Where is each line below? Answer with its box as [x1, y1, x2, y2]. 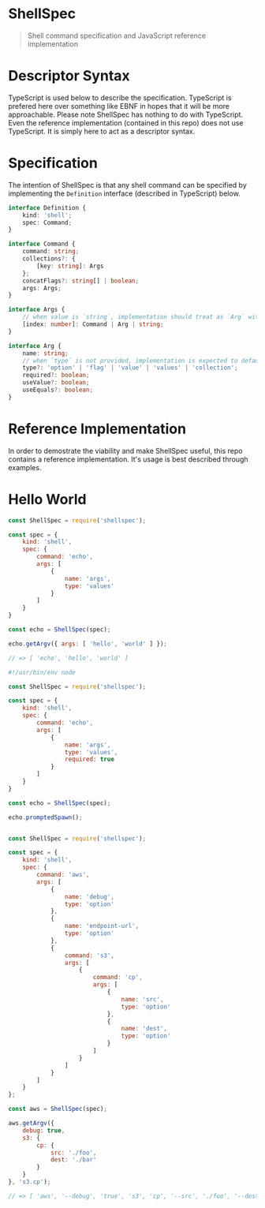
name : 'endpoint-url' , [64, 922, 140, 930]
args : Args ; [22, 284, 62, 292]
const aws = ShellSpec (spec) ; [8, 1105, 108, 1113]
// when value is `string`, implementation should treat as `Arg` [22, 313, 245, 321]
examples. [8, 462, 42, 472]
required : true [64, 755, 114, 764]
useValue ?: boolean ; [22, 379, 90, 387]
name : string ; [22, 349, 69, 357]
